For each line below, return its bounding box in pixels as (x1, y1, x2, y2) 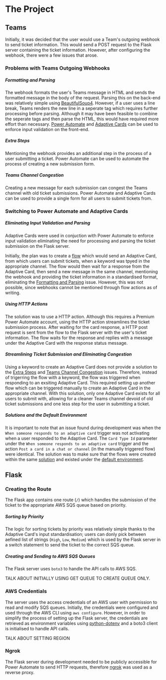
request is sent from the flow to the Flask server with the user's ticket (5, 329, 147, 335)
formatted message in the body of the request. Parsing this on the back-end (5, 94, 161, 100)
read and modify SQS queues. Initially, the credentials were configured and (5, 604, 159, 610)
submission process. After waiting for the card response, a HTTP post (5, 324, 148, 330)
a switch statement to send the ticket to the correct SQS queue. (5, 542, 135, 548)
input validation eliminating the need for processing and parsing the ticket (5, 237, 156, 244)
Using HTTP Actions (5, 301, 48, 307)
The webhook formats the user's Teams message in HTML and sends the (5, 89, 155, 95)
